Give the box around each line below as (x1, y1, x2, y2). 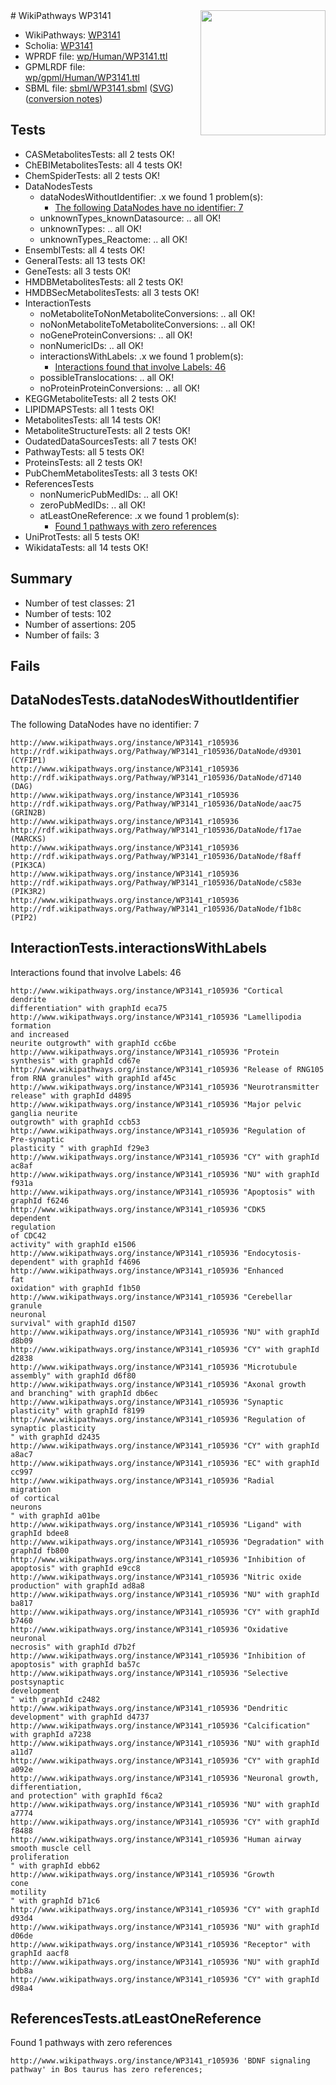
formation (10, 1020, 52, 1031)
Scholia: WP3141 (24, 40, 93, 51)
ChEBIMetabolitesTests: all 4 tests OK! (24, 159, 183, 171)
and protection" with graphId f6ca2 (10, 1790, 163, 1801)
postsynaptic (10, 1677, 65, 1687)
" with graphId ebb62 (10, 1860, 101, 1871)
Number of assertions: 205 (24, 618, 137, 630)
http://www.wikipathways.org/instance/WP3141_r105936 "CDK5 (10, 1204, 267, 1214)
